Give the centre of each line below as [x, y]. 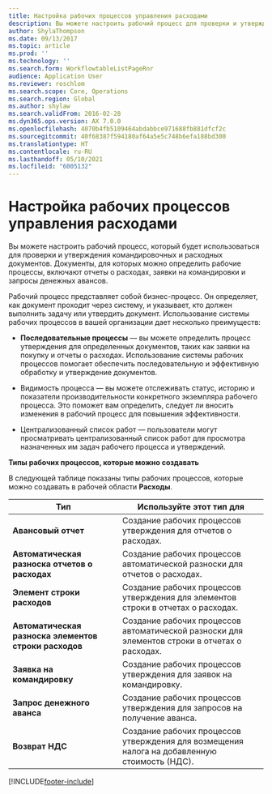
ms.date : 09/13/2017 [43, 38]
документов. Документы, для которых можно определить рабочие [125, 263]
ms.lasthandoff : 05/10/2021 [56, 159]
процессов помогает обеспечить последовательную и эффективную [140, 364]
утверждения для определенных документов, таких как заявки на [135, 347]
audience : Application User [56, 76]
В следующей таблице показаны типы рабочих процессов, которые [126, 478]
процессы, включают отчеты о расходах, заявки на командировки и [127, 272]
